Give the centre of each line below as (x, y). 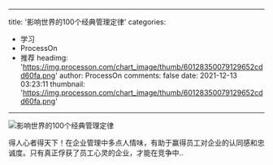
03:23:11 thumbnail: (52, 84)
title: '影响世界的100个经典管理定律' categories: (87, 22)
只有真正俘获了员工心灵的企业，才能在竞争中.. (107, 153)
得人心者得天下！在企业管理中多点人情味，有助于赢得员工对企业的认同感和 (133, 143)
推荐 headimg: (44, 58)
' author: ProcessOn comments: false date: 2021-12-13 (147, 75)
